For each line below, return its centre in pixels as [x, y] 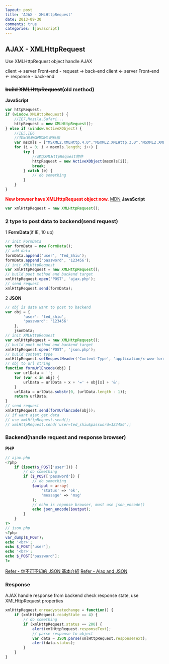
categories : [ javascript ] [32, 29]
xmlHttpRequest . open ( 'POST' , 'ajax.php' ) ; [50, 279]
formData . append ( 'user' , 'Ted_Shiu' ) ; [46, 255]
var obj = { [18, 312]
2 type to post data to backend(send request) [62, 221]
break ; [39, 166]
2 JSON [13, 298]
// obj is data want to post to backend [48, 307]
